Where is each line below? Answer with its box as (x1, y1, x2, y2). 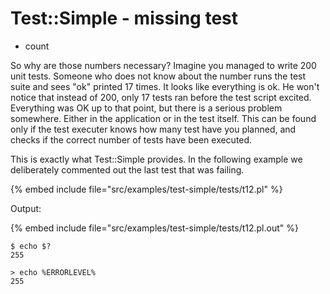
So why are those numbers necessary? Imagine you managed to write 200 (10, 59, 317, 71)
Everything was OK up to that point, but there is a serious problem (10, 102, 283, 114)
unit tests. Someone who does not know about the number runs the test (10, 70, 307, 82)
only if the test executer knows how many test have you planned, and (10, 123, 297, 135)
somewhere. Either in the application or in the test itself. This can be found (10, 112, 317, 124)
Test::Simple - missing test (10, 7, 239, 30)
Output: (10, 202, 42, 214)
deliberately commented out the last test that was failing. (10, 163, 245, 176)
